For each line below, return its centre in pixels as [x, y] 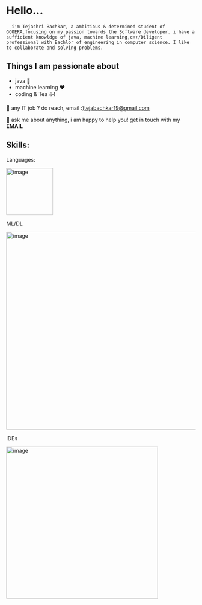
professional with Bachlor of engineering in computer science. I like [98, 42]
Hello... [25, 11]
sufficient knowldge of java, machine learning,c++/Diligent [84, 37]
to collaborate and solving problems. [55, 48]
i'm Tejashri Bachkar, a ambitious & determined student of [88, 27]
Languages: [21, 159]
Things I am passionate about [63, 66]
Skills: [18, 145]
